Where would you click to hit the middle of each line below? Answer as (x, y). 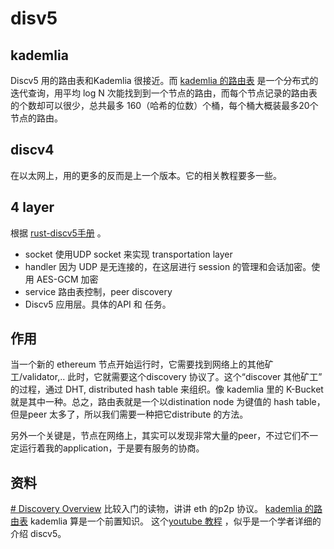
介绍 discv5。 (38, 534)
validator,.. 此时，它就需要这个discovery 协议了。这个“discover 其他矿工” (172, 377)
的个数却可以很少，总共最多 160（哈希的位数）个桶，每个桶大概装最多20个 (164, 105)
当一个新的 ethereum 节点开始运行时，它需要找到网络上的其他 (137, 364)
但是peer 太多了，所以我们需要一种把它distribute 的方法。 (129, 414)
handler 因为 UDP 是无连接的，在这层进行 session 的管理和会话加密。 (168, 266)
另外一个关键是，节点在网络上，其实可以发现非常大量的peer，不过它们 (156, 436)
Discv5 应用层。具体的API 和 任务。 (98, 304)
